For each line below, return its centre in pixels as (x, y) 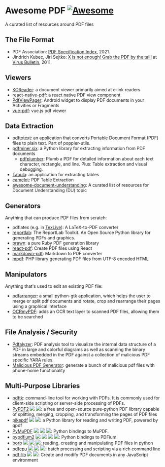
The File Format (30, 40)
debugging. (31, 169)
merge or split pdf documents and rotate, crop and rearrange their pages (86, 301)
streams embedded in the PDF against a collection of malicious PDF (81, 354)
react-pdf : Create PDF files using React (52, 248)
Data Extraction (30, 126)
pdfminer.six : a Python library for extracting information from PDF (79, 149)
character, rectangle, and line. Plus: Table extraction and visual (83, 164)
